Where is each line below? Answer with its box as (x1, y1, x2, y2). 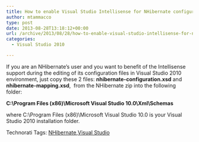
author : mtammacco (6, 14, 52, 20)
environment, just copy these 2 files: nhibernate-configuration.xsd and (6, 75, 182, 83)
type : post (6, 20, 33, 25)
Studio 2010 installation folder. (6, 117, 80, 124)
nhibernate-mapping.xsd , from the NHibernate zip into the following (6, 82, 176, 89)
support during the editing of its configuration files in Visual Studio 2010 (6, 69, 182, 76)
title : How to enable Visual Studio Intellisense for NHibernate (6, 8, 171, 15)
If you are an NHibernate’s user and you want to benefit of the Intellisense (6, 63, 186, 70)
